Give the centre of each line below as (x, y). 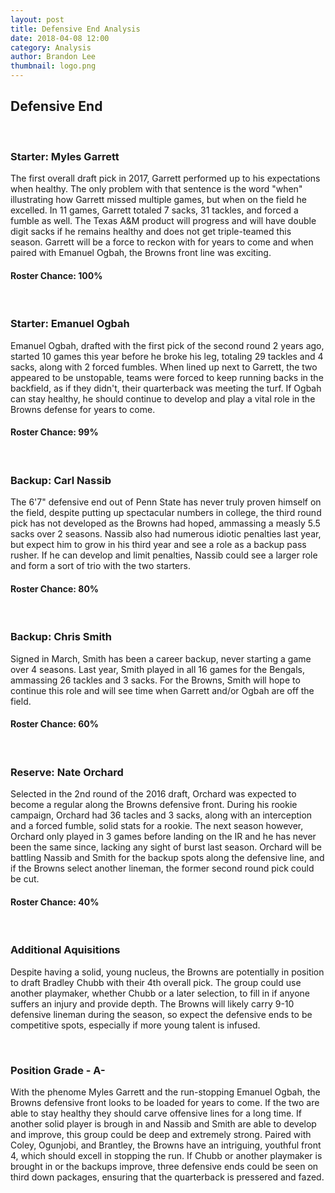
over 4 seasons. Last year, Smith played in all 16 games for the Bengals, (158, 669)
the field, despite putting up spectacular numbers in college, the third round (166, 513)
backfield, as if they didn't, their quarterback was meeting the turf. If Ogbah (166, 388)
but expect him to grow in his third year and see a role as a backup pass (158, 545)
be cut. (25, 879)
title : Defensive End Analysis (75, 29)
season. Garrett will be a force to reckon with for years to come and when (162, 242)
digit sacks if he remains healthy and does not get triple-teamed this (151, 232)
